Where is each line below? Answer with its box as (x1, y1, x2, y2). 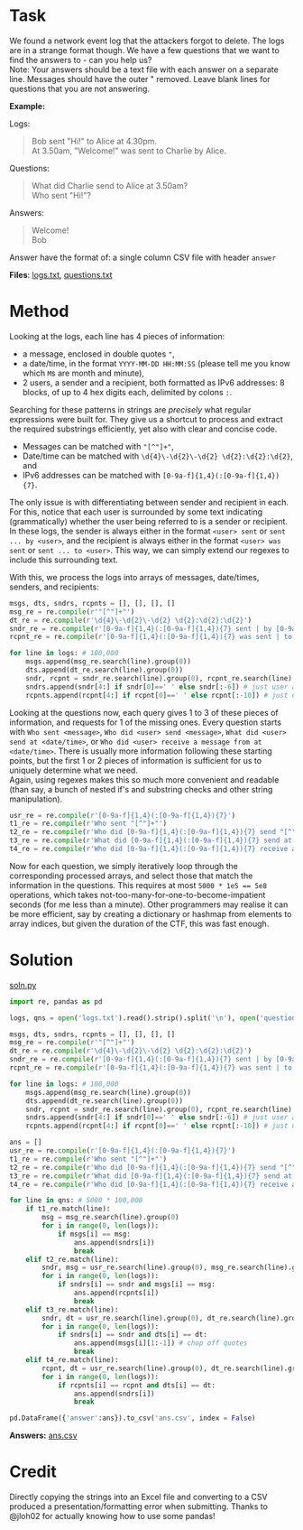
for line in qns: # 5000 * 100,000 (9, 1196, 143, 1205)
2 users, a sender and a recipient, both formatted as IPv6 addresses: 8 (22, 376, 286, 388)
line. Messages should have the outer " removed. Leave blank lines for (9, 73, 271, 84)
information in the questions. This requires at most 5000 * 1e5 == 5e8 (9, 879, 268, 890)
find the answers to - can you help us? (9, 54, 152, 65)
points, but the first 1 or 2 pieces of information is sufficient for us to (9, 755, 262, 765)
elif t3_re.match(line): (25, 1305, 119, 1314)
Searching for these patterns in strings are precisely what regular (9, 403, 252, 415)
